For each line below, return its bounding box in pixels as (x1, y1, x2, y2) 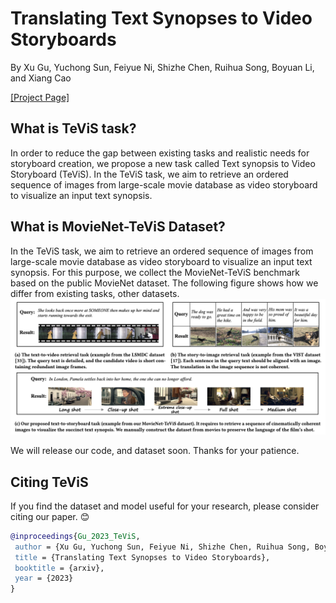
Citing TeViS (10, 473, 89, 491)
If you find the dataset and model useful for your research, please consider (10, 500, 320, 512)
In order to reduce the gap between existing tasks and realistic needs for (10, 147, 310, 159)
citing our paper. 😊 (10, 510, 90, 522)
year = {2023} (14, 573, 74, 584)
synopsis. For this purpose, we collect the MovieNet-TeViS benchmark (10, 266, 301, 278)
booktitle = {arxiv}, (14, 563, 105, 573)
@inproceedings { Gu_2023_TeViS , (10, 531, 141, 541)
